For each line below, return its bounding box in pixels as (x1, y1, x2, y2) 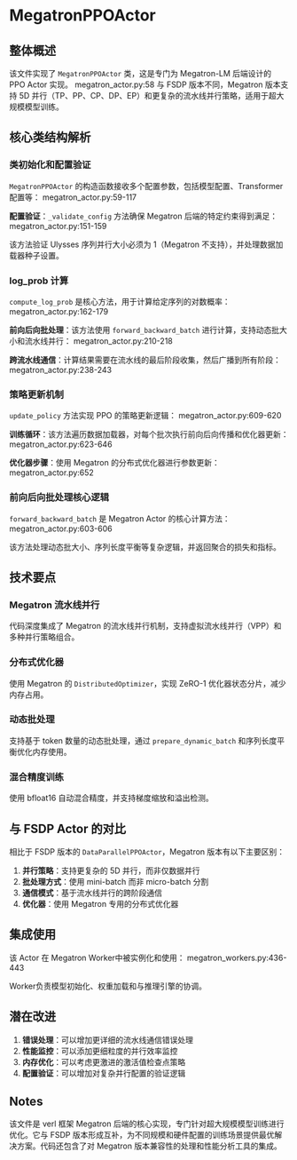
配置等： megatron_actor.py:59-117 (9, 192, 137, 203)
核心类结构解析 (9, 130, 91, 145)
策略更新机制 (9, 388, 65, 401)
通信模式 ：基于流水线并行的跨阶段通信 (21, 887, 162, 898)
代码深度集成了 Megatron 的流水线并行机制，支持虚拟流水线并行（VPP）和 (9, 621, 282, 632)
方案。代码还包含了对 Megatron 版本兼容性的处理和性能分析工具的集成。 (16, 1140, 282, 1151)
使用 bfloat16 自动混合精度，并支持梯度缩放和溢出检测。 (9, 792, 215, 804)
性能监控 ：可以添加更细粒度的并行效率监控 (21, 1045, 178, 1056)
